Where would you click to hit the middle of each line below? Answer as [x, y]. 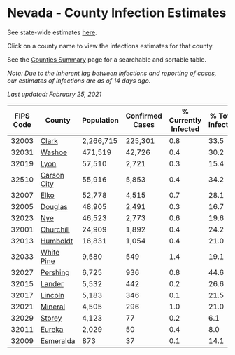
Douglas [54, 206]
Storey [51, 318]
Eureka [52, 329]
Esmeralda [58, 340]
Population [100, 120]
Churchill [55, 229]
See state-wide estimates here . [52, 32]
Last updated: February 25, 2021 [55, 94]
